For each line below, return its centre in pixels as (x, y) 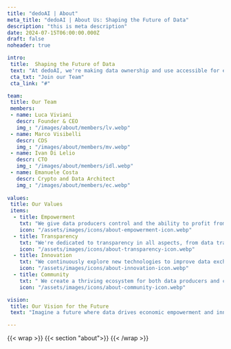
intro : (16, 58)
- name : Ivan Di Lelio (43, 153)
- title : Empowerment (44, 217)
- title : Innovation (43, 256)
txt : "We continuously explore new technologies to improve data (115, 262)
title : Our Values (36, 204)
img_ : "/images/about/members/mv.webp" (73, 147)
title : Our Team (33, 102)
